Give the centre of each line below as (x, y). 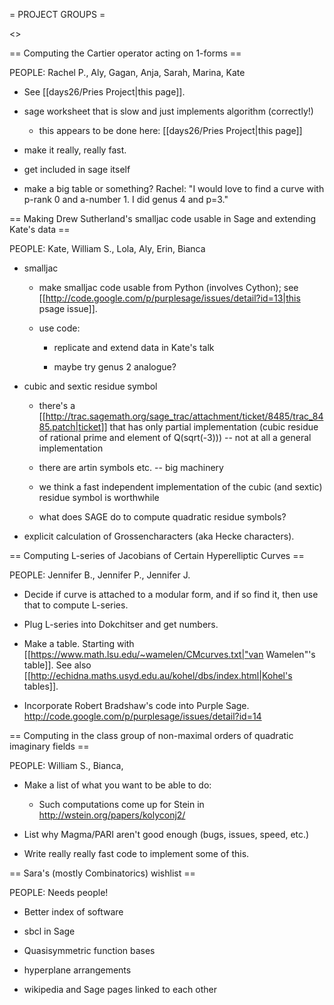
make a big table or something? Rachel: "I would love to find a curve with (174, 188)
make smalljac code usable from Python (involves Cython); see (168, 287)
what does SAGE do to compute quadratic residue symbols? (162, 517)
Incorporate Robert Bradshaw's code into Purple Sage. (136, 705)
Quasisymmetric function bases (89, 950)
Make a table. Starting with (79, 643)
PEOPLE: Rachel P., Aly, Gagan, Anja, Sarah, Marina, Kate (127, 72)
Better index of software (73, 912)
